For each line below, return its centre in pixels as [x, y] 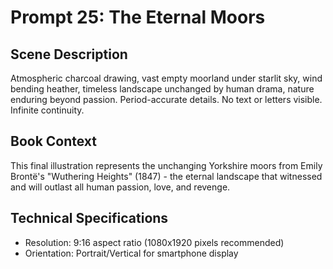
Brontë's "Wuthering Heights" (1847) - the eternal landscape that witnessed [166, 176]
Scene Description [69, 54]
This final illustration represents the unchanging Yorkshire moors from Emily [166, 165]
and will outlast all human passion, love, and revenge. [120, 187]
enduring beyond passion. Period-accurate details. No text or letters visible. [166, 99]
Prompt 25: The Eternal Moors [138, 17]
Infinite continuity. [47, 110]
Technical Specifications [89, 218]
